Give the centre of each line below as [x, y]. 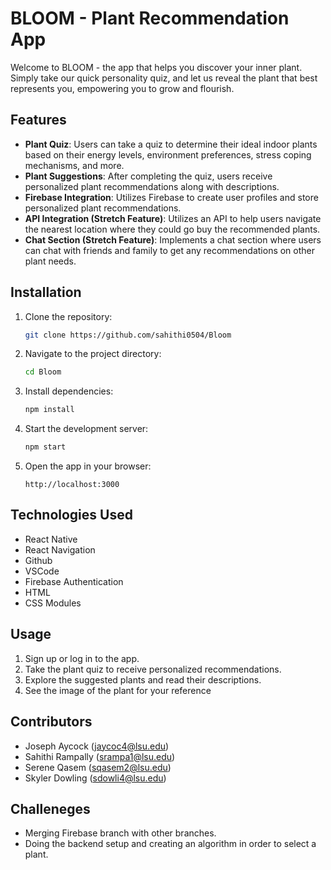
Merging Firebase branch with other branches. [120, 833]
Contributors [51, 722]
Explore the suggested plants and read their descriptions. [143, 679]
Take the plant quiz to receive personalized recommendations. [153, 669]
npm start [45, 447]
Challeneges [50, 808]
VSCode [42, 571]
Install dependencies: [69, 391]
